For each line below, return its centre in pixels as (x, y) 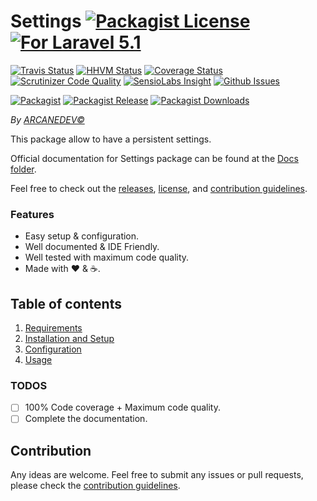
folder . (23, 169)
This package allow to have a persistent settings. (111, 139)
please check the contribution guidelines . (95, 486)
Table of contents (66, 303)
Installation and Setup (69, 339)
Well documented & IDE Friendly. (92, 247)
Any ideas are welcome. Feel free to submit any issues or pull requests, (157, 475)
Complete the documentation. (86, 419)
